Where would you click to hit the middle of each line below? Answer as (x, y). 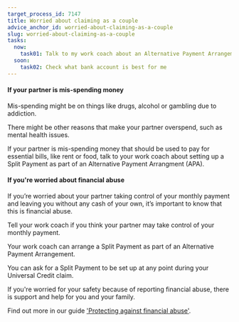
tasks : (17, 41)
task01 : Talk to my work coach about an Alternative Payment (112, 54)
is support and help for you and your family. (71, 297)
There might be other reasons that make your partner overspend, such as (115, 127)
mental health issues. (38, 135)
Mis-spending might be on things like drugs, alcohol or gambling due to (112, 106)
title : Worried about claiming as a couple (73, 21)
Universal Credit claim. (41, 276)
